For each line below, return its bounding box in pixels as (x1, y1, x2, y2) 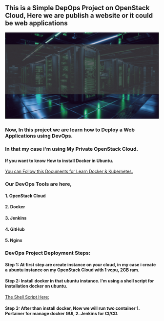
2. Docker (5, 204, 25, 210)
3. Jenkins (5, 215, 27, 221)
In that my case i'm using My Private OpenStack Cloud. (5, 146, 138, 153)
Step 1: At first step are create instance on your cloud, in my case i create (5, 261, 156, 267)
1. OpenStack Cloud (5, 193, 46, 199)
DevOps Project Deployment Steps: (5, 250, 91, 257)
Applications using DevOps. (5, 133, 73, 140)
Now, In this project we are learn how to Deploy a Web (5, 126, 135, 133)
